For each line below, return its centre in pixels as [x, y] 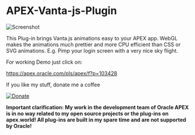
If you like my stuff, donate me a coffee [53, 84]
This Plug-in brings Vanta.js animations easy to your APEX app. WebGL [92, 38]
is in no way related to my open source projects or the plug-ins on [87, 113]
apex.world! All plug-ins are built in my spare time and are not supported [96, 120]
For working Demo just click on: [44, 62]
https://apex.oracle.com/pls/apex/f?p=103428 [62, 73]
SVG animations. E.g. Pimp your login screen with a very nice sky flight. [92, 50]
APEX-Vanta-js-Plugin [61, 11]
